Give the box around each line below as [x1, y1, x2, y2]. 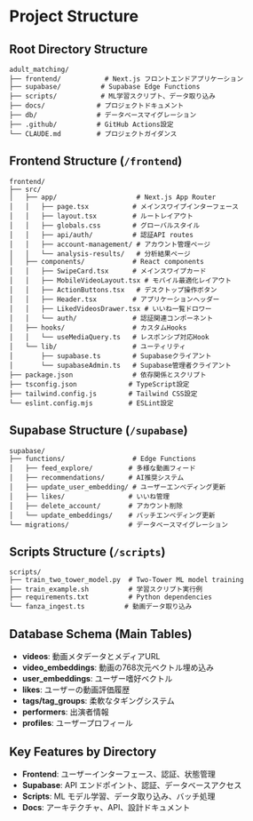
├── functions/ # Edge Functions [9, 454, 197, 463]
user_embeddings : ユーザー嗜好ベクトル [21, 674, 173, 684]
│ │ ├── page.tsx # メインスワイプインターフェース [9, 202, 240, 211]
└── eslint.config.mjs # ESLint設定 [9, 398, 174, 408]
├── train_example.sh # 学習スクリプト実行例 [9, 585, 202, 594]
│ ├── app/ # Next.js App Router [9, 193, 217, 202]
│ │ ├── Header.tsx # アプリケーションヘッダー [9, 295, 220, 304]
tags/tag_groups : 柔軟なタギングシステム [21, 696, 175, 706]
